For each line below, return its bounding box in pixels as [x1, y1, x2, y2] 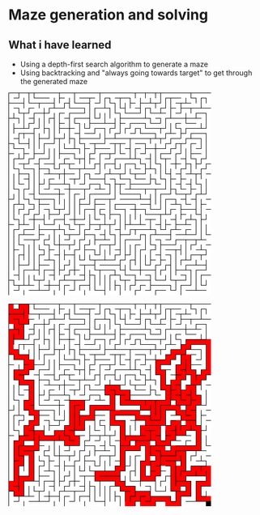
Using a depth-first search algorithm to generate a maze [19, 59, 209, 69]
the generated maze [19, 77, 87, 86]
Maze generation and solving [8, 6, 209, 24]
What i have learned [8, 38, 112, 52]
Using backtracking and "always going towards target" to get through [19, 68, 253, 78]
